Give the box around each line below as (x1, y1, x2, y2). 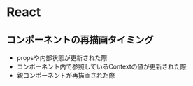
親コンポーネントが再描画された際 (16, 71, 115, 79)
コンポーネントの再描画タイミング (6, 34, 154, 45)
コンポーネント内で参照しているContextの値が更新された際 (16, 62, 187, 71)
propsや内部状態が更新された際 (16, 54, 108, 62)
